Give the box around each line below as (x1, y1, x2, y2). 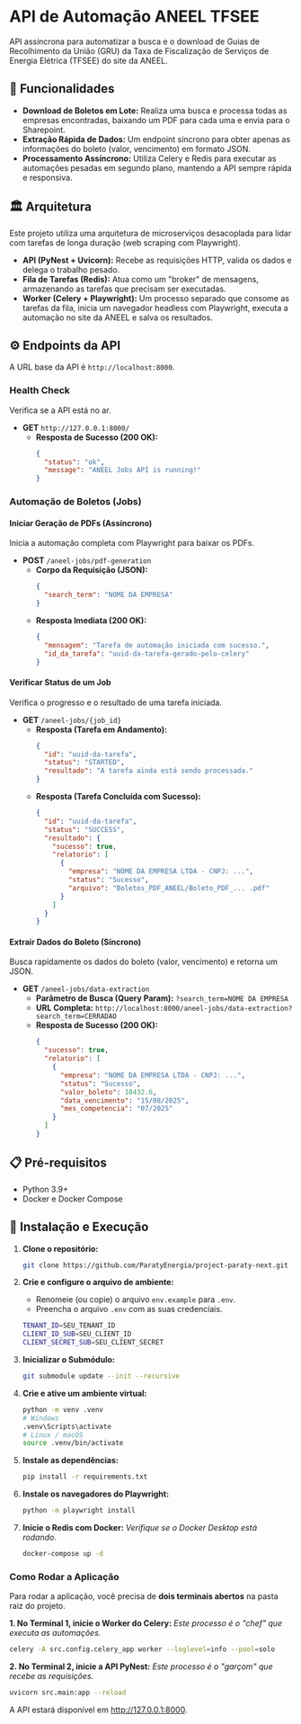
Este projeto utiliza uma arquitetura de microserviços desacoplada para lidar (9, 228, 292, 238)
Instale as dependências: (22, 1455, 119, 1466)
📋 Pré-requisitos (9, 1156, 108, 1171)
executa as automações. (9, 1628, 102, 1639)
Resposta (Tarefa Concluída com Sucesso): (35, 791, 201, 801)
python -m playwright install (22, 1506, 137, 1515)
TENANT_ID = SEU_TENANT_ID (22, 1321, 116, 1330)
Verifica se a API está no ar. (9, 405, 111, 415)
